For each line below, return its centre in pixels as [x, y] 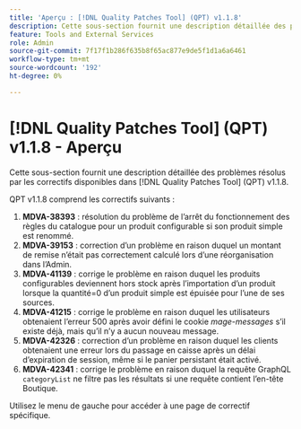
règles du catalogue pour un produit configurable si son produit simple [153, 226]
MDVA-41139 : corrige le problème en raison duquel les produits [141, 274]
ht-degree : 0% [36, 76]
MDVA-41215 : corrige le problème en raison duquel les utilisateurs [146, 311]
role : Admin [31, 43]
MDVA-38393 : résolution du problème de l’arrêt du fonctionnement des [156, 216]
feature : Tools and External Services [82, 34]
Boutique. [40, 388]
